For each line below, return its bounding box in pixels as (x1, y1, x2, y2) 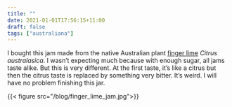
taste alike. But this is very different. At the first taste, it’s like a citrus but (7, 64, 217, 72)
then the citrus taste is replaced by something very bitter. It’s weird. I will (7, 71, 217, 80)
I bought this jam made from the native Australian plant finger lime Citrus (7, 49, 218, 57)
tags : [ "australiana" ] (7, 29, 74, 37)
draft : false (7, 23, 46, 30)
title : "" (7, 10, 37, 17)
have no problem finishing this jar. (7, 78, 105, 87)
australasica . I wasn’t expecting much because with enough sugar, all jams (7, 57, 225, 65)
